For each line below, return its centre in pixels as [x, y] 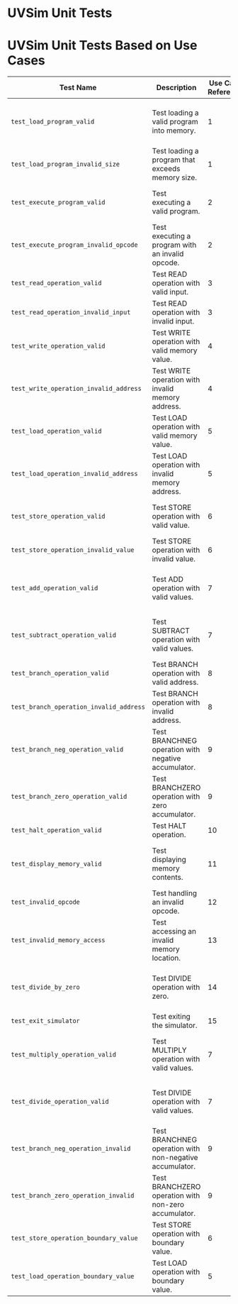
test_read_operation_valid [56, 283]
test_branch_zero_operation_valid [69, 797]
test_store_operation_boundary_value [74, 1238]
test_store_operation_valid [58, 516]
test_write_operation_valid [58, 346]
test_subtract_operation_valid [64, 635]
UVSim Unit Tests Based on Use [102, 46]
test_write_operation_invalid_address [76, 389]
